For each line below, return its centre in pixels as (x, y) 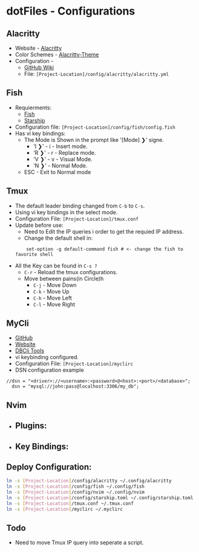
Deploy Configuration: (49, 467)
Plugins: (31, 426)
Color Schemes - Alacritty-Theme (57, 55)
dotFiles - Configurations (71, 11)
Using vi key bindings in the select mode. (66, 212)
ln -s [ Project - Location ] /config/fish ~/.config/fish (76, 486)
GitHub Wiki (39, 67)
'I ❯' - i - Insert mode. (60, 146)
